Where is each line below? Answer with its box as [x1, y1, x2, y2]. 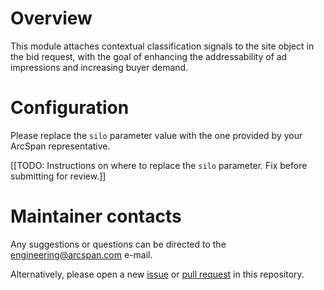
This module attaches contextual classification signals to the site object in [10, 40, 315, 52]
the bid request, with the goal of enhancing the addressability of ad [10, 50, 288, 62]
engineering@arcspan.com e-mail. [10, 248, 153, 261]
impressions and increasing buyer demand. [10, 61, 189, 73]
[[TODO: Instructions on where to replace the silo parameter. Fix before [10, 159, 308, 171]
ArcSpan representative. [10, 140, 111, 152]
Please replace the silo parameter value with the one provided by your [10, 129, 303, 141]
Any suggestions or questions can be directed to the [10, 238, 227, 250]
